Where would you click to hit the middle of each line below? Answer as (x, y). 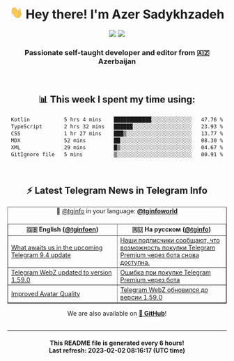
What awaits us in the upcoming (57, 247)
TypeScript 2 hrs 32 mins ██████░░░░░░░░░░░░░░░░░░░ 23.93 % (117, 127)
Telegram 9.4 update (41, 255)
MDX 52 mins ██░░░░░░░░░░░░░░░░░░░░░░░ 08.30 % (117, 141)
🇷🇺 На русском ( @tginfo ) (171, 229)
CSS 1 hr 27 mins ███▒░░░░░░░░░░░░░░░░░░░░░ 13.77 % (117, 134)
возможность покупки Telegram (168, 247)
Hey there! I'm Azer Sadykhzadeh (125, 14)
